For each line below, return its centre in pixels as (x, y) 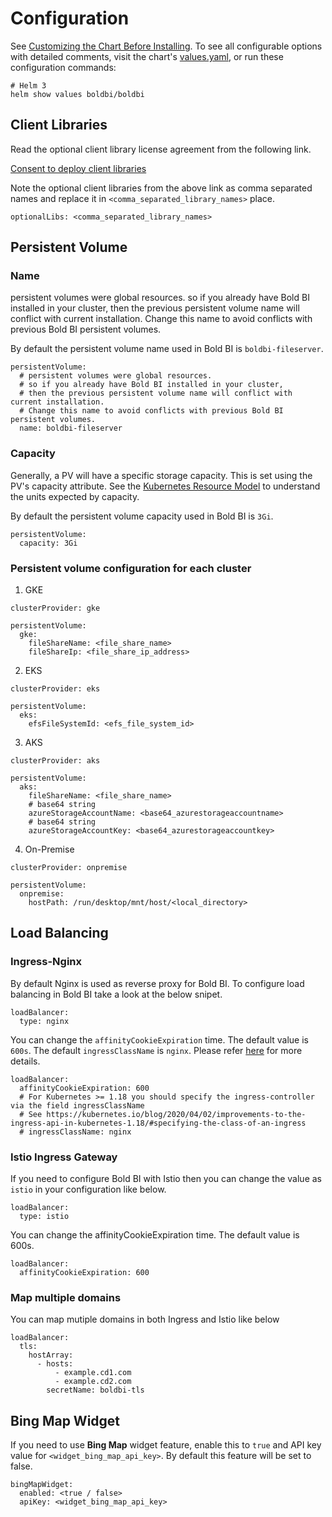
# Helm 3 (28, 85)
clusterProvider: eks (55, 689)
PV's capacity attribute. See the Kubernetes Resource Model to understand (165, 486)
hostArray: (51, 1355)
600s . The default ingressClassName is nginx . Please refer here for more (156, 1050)
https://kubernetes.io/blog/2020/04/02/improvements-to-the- (176, 1114)
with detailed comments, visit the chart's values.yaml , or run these (147, 56)
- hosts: (55, 1364)
